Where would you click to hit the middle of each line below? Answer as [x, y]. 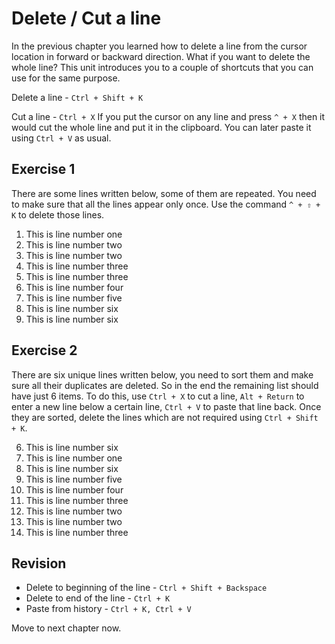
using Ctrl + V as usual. [61, 138]
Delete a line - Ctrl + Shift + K [77, 97]
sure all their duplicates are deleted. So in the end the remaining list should [165, 385]
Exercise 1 [43, 169]
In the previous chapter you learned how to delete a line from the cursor [159, 46]
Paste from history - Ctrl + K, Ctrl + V [108, 609]
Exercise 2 [44, 350]
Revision [39, 563]
